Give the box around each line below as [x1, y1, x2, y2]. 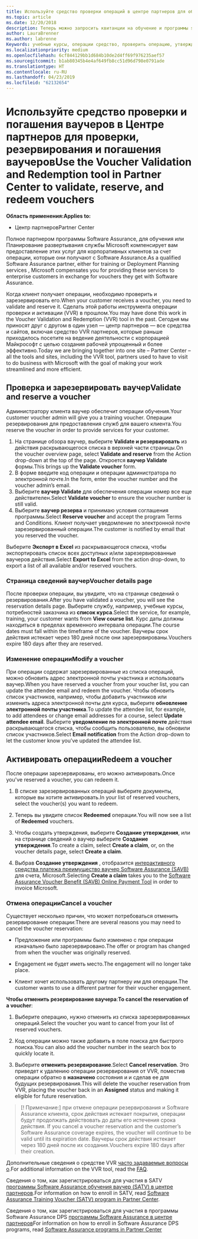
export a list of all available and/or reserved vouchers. [6, 562, 137, 569]
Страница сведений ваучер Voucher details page [6, 576, 152, 585]
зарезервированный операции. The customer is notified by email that [14, 525, 186, 532]
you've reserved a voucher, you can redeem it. [6, 776, 120, 783]
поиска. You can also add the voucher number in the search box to [14, 1044, 177, 1051]
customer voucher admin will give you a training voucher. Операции [6, 414, 172, 421]
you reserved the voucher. [14, 532, 79, 539]
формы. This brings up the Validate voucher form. [14, 463, 137, 470]
